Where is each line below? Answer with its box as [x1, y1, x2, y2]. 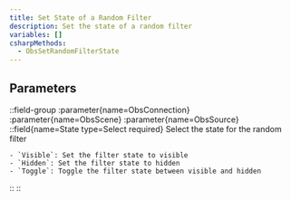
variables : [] [9, 30, 63, 39]
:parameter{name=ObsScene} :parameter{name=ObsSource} [9, 114, 239, 125]
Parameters [9, 81, 77, 96]
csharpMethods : [9, 38, 67, 48]
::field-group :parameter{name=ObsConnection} [9, 104, 190, 115]
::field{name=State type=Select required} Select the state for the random [9, 123, 283, 134]
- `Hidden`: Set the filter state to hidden [9, 158, 180, 167]
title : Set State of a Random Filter [9, 13, 152, 23]
